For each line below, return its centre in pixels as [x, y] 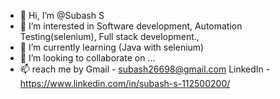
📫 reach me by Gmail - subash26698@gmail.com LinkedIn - [145, 69]
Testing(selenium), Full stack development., [109, 36]
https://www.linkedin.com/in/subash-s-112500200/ [125, 83]
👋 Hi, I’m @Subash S [62, 15]
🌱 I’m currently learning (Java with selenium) [112, 47]
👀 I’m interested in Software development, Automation [131, 26]
